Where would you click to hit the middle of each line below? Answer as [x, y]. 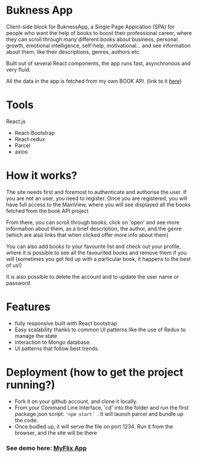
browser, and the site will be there [56, 433]
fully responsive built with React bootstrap [66, 323]
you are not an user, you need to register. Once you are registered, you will [97, 198]
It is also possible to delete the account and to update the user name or [93, 276]
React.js [16, 121]
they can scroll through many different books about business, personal [92, 39]
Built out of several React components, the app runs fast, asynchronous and [98, 63]
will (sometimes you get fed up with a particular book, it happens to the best [98, 259]
